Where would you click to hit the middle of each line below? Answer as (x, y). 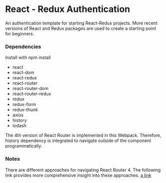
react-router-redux (32, 94)
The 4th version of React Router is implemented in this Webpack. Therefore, (83, 135)
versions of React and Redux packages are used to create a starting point (81, 28)
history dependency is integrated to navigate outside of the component (78, 140)
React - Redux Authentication (68, 9)
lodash (19, 125)
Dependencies (23, 46)
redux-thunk (25, 110)
